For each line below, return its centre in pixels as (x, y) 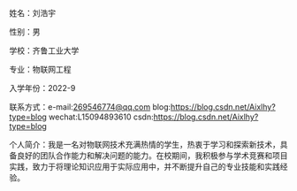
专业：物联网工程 (40, 69)
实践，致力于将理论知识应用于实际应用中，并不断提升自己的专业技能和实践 (145, 167)
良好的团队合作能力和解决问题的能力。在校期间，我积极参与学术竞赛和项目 (152, 156)
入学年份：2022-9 (42, 88)
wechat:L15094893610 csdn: (101, 117)
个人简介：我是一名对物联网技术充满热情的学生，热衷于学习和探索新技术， (145, 145)
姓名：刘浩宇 (32, 13)
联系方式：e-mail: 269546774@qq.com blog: (90, 107)
